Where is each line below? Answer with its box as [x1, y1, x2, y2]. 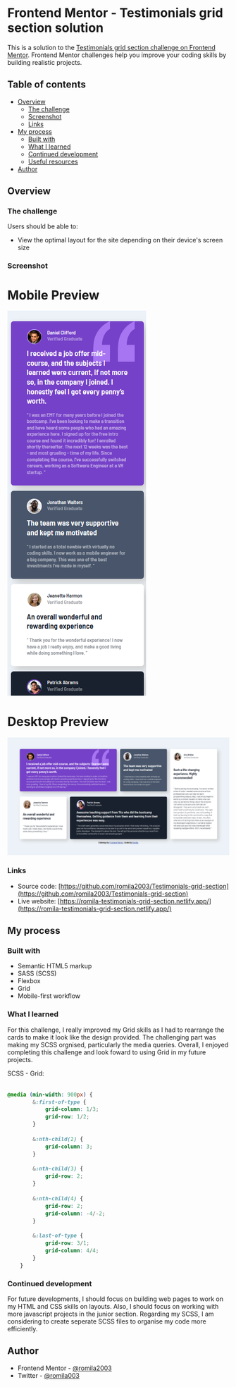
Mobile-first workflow [17, 992, 81, 1000]
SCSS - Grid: [7, 1069, 44, 1078]
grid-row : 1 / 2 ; [44, 1114, 90, 1121]
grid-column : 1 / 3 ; [44, 1106, 99, 1113]
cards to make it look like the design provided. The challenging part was [7, 1032, 216, 1041]
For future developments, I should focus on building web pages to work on [7, 1295, 224, 1303]
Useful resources [27, 157, 79, 166]
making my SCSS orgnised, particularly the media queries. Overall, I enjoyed [7, 1040, 229, 1049]
